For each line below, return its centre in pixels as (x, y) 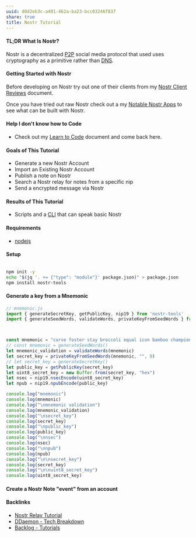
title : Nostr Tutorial (34, 22)
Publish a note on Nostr (43, 175)
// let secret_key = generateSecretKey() (57, 362)
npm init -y (20, 272)
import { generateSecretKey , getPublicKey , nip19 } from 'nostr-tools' (95, 314)
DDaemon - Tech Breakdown (49, 521)
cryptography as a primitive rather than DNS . (60, 60)
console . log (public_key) (36, 432)
